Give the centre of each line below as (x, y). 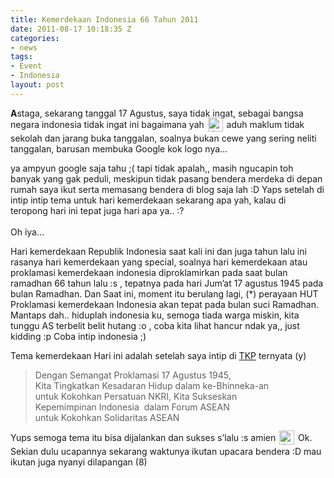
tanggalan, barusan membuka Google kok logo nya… (119, 148)
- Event (26, 66)
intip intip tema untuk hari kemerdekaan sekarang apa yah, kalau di (148, 200)
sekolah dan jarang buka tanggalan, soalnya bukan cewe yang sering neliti (163, 138)
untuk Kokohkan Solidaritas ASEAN (107, 417)
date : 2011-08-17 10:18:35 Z (71, 29)
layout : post (37, 85)
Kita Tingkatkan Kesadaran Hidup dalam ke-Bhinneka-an (152, 385)
